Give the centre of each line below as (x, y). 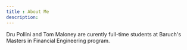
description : (22, 17)
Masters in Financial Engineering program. (58, 40)
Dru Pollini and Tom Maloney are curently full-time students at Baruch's (94, 34)
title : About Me (28, 12)
